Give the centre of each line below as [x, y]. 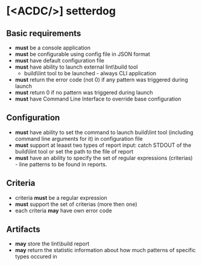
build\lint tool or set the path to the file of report [74, 151]
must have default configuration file [59, 60]
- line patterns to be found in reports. [61, 164]
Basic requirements [44, 33]
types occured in [36, 256]
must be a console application [53, 48]
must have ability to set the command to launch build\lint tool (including [104, 132]
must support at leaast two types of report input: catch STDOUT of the [103, 145]
